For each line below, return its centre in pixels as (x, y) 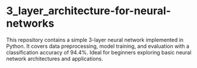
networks (30, 23)
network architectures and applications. (55, 59)
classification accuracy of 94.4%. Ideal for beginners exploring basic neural (99, 52)
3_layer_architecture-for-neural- (88, 11)
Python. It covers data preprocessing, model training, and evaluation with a (98, 46)
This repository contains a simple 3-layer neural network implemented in (95, 40)
